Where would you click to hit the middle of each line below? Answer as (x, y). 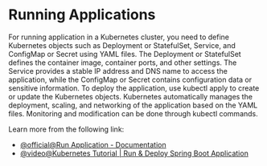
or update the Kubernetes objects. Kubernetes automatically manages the (131, 96)
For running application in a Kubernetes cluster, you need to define (119, 37)
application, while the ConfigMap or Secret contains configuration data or (130, 79)
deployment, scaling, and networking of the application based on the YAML (133, 105)
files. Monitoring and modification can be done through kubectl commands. (133, 113)
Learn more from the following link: (66, 129)
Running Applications (82, 15)
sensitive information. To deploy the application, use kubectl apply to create (134, 88)
